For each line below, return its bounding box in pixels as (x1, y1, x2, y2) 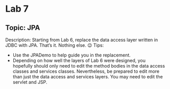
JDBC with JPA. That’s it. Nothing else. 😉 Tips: (5, 42, 104, 48)
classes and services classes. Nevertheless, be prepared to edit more (12, 68, 160, 74)
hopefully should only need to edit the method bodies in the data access (12, 63, 165, 69)
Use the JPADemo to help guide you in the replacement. (12, 52, 131, 58)
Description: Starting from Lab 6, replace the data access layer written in (5, 37, 158, 43)
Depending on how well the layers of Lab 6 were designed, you (12, 57, 145, 64)
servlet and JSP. (12, 79, 47, 85)
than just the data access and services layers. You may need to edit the (12, 74, 163, 79)
